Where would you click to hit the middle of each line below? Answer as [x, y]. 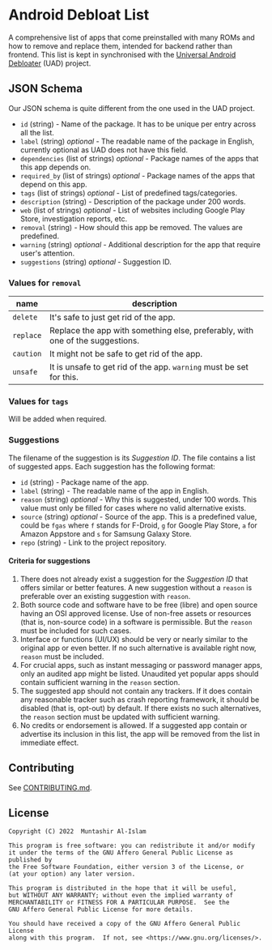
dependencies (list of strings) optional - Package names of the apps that [139, 158]
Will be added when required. [57, 419]
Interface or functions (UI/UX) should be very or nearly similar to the [134, 639]
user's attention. [47, 253]
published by [30, 860]
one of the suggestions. [95, 340]
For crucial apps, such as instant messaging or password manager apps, [141, 665]
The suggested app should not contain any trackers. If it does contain [136, 691]
